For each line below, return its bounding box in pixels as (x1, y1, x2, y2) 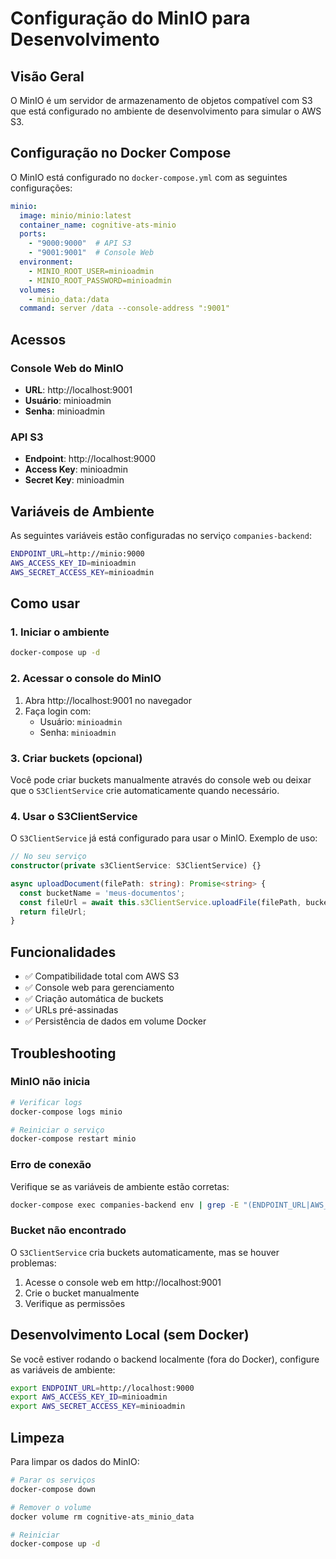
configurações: (10, 182, 73, 194)
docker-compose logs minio (10, 1107, 123, 1117)
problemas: (10, 1257, 57, 1269)
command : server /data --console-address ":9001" (19, 303, 230, 314)
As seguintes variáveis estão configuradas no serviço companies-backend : (10, 530, 312, 542)
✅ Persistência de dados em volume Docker (24, 1015, 207, 1027)
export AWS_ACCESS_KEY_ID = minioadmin (10, 1392, 168, 1402)
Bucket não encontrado (10, 1223, 127, 1237)
